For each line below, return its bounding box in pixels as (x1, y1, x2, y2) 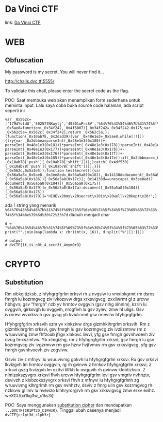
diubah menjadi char (69, 211, 110, 217)
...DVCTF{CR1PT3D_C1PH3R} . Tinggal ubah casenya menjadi (5, 407, 121, 413)
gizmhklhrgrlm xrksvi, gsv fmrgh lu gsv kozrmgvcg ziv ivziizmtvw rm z (5, 326, 147, 332)
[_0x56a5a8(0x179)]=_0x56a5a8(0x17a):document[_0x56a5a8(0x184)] (5, 185, 140, 190)
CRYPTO (5, 259, 41, 270)
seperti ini (5, 107, 25, 113)
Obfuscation (5, 56, 44, 64)
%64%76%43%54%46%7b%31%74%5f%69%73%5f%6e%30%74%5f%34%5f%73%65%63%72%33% (5, 207, 158, 212)
